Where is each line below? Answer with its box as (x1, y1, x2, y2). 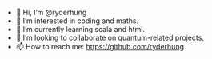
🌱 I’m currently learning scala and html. (15, 25, 146, 33)
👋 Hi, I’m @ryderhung (15, 8, 87, 17)
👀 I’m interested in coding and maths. (15, 16, 139, 26)
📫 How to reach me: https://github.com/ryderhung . (15, 42, 186, 51)
